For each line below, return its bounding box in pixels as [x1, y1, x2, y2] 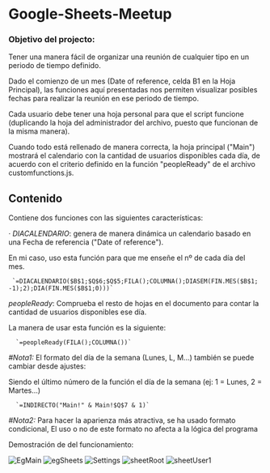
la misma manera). [8, 126, 70, 136]
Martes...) [8, 386, 41, 395]
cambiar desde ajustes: [8, 361, 86, 371]
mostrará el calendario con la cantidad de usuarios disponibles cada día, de [8, 151, 261, 160]
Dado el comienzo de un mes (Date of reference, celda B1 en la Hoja [8, 76, 236, 86]
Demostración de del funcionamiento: [8, 440, 134, 450]
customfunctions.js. [8, 168, 74, 178]
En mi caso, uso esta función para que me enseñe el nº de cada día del [8, 253, 246, 263]
